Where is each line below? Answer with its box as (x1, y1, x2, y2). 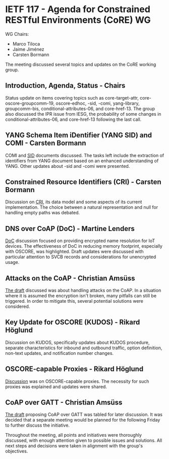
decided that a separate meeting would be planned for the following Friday (5, 417, 160, 423)
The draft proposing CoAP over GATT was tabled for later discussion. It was (5, 411, 163, 418)
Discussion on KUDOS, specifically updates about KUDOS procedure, (5, 339, 150, 345)
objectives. (5, 448, 28, 454)
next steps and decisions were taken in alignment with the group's (5, 443, 143, 449)
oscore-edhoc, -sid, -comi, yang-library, (55, 100, 140, 106)
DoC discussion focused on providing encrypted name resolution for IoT (5, 238, 155, 244)
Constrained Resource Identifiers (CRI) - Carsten (5, 177, 161, 186)
